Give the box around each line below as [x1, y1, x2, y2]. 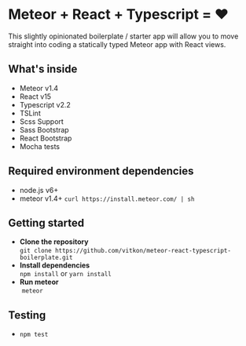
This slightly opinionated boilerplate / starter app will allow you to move [8, 31, 239, 41]
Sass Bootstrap [19, 125, 69, 134]
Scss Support [19, 116, 64, 126]
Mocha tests [19, 141, 61, 151]
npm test [19, 331, 49, 339]
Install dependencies [19, 260, 90, 270]
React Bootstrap [19, 133, 72, 143]
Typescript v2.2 [19, 100, 71, 109]
